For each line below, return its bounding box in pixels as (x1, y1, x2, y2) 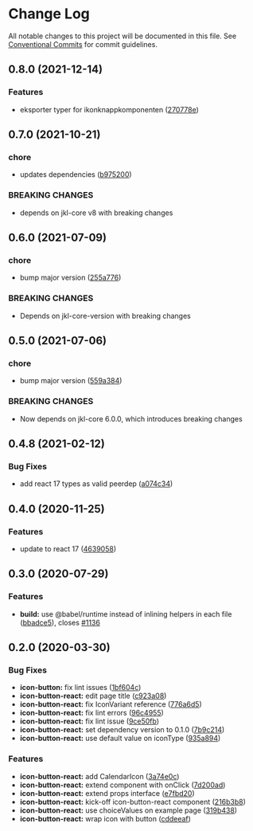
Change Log (8, 5, 90, 23)
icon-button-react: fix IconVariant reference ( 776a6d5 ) (19, 700, 203, 709)
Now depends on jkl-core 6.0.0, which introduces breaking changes (19, 414, 243, 423)
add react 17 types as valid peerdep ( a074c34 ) (19, 479, 173, 488)
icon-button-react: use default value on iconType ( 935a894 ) (19, 734, 221, 743)
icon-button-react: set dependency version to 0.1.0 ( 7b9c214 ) (19, 725, 225, 735)
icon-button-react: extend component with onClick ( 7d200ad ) (19, 780, 226, 790)
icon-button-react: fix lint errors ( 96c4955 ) (19, 708, 165, 718)
